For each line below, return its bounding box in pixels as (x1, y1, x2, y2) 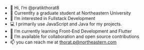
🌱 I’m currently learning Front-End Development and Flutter (9, 28, 132, 34)
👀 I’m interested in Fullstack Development (9, 15, 95, 21)
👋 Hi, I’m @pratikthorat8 (9, 5, 59, 10)
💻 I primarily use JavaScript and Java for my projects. (9, 21, 122, 27)
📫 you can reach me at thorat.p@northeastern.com (9, 39, 117, 45)
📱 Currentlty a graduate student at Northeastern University (9, 10, 131, 16)
